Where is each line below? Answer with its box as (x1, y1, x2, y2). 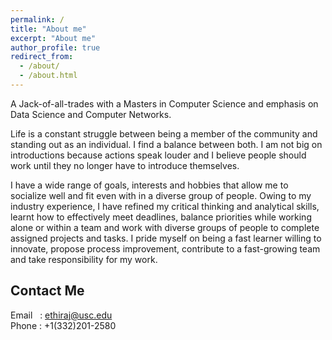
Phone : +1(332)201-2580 (10, 319, 117, 331)
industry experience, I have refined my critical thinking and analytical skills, (10, 200, 320, 212)
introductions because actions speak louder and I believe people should (10, 149, 307, 161)
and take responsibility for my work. (10, 253, 158, 265)
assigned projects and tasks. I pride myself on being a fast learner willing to (10, 232, 322, 244)
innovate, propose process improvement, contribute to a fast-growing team (10, 242, 321, 255)
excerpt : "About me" (10, 33, 97, 43)
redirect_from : (10, 52, 74, 62)
